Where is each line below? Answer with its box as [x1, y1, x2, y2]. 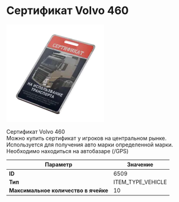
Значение [127, 161, 154, 168]
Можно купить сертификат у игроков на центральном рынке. [6, 134, 167, 142]
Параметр [45, 161, 73, 168]
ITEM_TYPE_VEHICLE [113, 178, 167, 186]
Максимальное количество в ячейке [9, 187, 109, 194]
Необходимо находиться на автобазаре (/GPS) [6, 147, 129, 154]
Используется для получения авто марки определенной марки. [6, 141, 174, 148]
